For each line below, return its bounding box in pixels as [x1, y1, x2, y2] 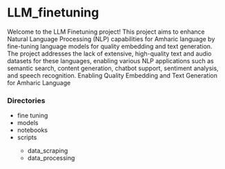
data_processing [27, 154, 75, 162]
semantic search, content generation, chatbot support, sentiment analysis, [7, 64, 219, 72]
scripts [17, 133, 37, 142]
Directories [7, 95, 46, 105]
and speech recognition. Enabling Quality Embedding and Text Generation [7, 71, 217, 80]
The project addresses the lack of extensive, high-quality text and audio [7, 49, 212, 58]
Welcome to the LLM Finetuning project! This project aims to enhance [7, 27, 205, 36]
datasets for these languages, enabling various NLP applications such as [7, 56, 214, 65]
